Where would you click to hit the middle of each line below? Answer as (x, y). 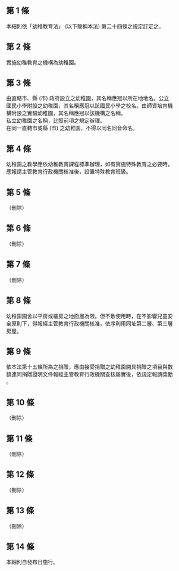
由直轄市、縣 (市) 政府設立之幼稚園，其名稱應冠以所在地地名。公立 (88, 98)
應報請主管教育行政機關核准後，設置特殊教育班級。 (69, 172)
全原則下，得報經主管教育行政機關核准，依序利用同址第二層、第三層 (89, 323)
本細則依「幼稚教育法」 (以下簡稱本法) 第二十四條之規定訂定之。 (85, 26)
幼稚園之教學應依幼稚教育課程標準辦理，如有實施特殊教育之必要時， (89, 164)
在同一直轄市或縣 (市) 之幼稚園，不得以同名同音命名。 (72, 128)
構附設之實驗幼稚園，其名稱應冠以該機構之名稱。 (66, 113)
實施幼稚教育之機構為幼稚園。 (43, 62)
